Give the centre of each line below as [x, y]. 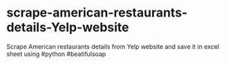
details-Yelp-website [68, 27]
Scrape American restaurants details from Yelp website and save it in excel [113, 46]
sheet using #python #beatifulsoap [56, 54]
